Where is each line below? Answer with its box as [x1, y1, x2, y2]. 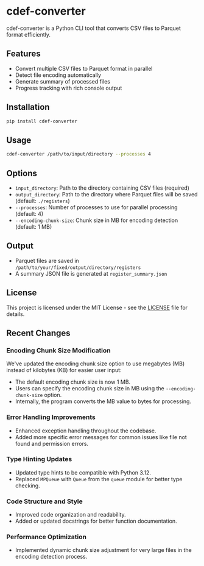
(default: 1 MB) [15, 223, 52, 230]
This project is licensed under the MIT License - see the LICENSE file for [6, 304, 188, 311]
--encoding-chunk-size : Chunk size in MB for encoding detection [15, 217, 178, 224]
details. [6, 310, 25, 318]
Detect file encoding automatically [15, 71, 102, 79]
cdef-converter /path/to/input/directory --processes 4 [6, 151, 151, 157]
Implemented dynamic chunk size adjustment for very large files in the [15, 546, 192, 554]
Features [6, 49, 41, 59]
